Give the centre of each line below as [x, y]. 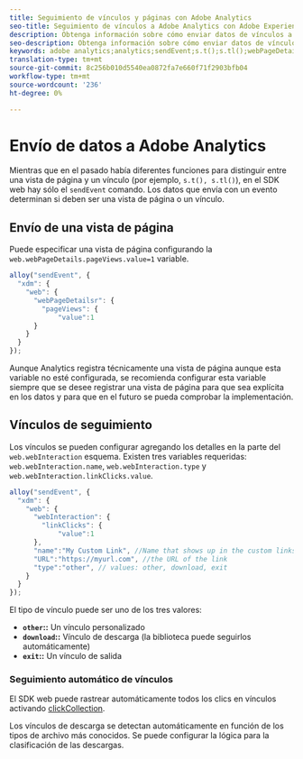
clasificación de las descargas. [67, 745]
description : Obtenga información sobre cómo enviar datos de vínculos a [151, 34]
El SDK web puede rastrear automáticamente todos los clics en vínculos [143, 699]
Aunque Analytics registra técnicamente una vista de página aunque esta [145, 368]
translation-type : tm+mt [56, 59]
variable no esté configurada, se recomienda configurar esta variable [138, 378]
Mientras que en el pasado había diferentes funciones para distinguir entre [148, 170]
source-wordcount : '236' [56, 85]
